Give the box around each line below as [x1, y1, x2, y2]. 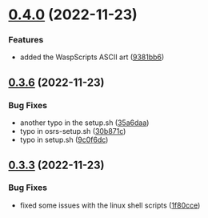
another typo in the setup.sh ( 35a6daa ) [19, 118, 150, 127]
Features [8, 34, 44, 46]
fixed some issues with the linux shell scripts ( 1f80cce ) [19, 200, 201, 210]
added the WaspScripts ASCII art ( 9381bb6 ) [19, 52, 165, 62]
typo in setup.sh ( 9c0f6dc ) [19, 135, 109, 145]
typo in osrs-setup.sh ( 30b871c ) [19, 127, 126, 136]
